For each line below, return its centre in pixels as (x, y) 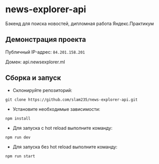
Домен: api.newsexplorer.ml (35, 62)
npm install (18, 119)
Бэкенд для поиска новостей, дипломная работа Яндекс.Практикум (80, 24)
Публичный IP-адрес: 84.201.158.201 (45, 52)
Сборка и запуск (33, 78)
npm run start (20, 156)
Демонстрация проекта (46, 40)
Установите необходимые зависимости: (56, 109)
